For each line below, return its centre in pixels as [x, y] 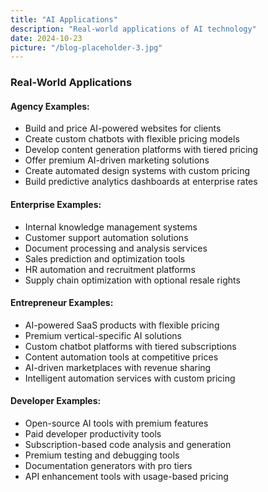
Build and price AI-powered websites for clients [123, 128]
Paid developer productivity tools [93, 433]
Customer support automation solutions [106, 237]
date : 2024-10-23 [46, 38]
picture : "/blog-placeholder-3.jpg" [86, 47]
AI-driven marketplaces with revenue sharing [118, 367]
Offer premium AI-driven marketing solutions [117, 160]
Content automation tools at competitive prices [121, 357]
